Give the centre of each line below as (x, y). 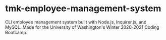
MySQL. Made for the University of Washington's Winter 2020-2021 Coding (82, 27)
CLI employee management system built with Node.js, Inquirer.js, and (76, 22)
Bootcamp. (16, 32)
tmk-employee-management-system (83, 9)
